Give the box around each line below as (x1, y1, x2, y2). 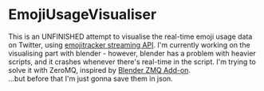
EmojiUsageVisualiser (8, 6, 157, 24)
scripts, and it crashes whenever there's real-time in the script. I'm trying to (8, 57, 257, 66)
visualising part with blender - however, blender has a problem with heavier (8, 48, 257, 58)
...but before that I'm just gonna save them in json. (8, 74, 173, 83)
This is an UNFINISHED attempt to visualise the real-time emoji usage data (8, 32, 253, 41)
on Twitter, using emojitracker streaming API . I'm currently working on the (8, 40, 250, 49)
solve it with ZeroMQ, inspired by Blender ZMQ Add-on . (8, 65, 191, 74)
